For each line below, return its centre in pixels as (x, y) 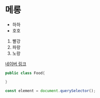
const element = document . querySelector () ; (50, 91)
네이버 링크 (16, 64)
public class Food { (25, 73)
